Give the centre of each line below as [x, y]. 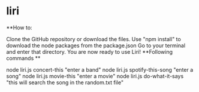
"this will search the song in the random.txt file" [65, 82]
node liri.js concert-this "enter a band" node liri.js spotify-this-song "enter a [100, 69]
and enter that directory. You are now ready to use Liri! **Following [89, 51]
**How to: [19, 27]
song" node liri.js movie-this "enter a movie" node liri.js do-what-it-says [95, 76]
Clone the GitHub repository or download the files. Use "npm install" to [94, 39]
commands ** [23, 58]
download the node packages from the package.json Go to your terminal [96, 45]
